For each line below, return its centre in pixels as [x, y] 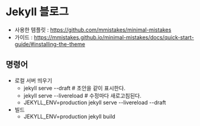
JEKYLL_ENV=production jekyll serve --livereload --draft [95, 102]
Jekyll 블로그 [37, 12]
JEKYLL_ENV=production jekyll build [70, 116]
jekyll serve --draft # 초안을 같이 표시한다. [74, 88]
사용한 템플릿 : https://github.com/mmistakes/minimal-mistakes [93, 30]
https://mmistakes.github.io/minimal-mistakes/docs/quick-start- [114, 37]
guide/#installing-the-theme [50, 44]
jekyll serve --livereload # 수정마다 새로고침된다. [82, 95]
